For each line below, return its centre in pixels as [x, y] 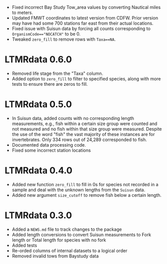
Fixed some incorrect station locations [51, 150]
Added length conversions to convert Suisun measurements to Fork [81, 234]
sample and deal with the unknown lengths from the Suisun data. [78, 190]
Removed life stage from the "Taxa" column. [57, 73]
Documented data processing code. [49, 145]
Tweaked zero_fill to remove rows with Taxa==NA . [64, 39]
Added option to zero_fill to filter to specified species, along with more [86, 79]
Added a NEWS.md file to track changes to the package [67, 229]
